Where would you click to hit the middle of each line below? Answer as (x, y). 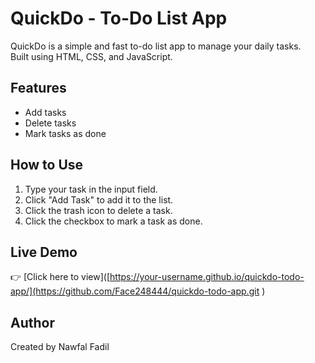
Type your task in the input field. (91, 189)
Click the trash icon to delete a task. (98, 210)
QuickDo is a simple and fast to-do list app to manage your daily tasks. (156, 46)
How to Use (47, 165)
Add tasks (45, 112)
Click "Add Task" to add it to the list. (99, 199)
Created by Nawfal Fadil (60, 347)
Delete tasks (50, 123)
